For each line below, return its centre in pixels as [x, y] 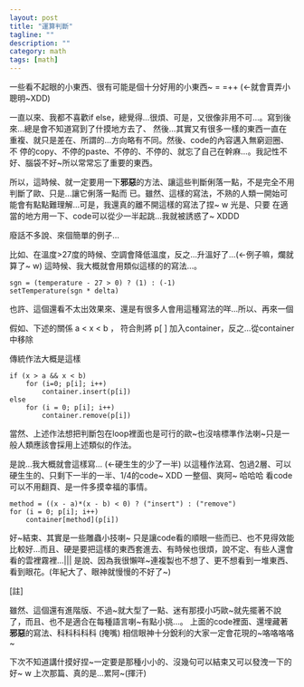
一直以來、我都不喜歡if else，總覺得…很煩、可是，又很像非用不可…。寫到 [146, 117]
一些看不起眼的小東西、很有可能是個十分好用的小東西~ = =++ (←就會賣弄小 [150, 87]
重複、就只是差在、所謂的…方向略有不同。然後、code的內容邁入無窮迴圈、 [149, 140]
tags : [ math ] [34, 60]
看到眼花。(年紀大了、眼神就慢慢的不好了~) [90, 571]
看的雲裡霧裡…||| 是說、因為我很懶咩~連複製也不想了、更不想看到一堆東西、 [152, 560]
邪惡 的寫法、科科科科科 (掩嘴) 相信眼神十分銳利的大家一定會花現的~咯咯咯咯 [152, 633]
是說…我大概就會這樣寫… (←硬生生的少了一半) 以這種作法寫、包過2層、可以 [151, 464]
